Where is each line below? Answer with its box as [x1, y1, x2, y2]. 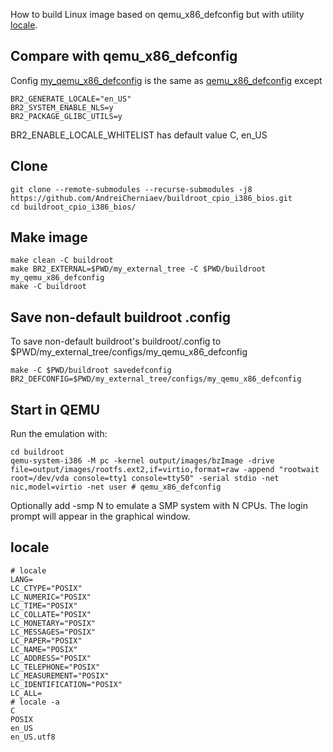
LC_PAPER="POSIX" [10, 635, 83, 646]
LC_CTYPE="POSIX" [10, 583, 83, 593]
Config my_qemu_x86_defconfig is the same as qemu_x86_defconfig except [10, 74, 323, 86]
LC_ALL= [10, 688, 43, 698]
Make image [10, 229, 88, 246]
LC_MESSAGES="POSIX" [10, 627, 97, 637]
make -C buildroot [10, 282, 87, 292]
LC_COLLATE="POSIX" [10, 609, 92, 619]
